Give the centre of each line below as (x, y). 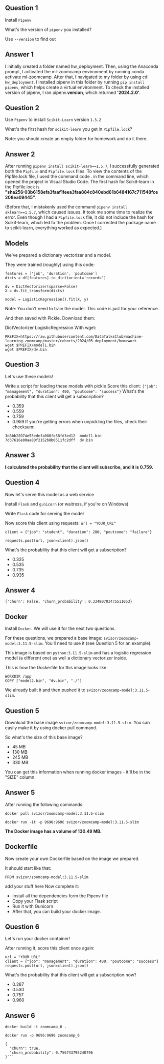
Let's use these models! (29, 376)
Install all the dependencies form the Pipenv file (60, 896)
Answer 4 (20, 590)
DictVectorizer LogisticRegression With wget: (51, 328)
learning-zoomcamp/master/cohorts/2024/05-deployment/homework (71, 341)
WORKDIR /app (18, 677)
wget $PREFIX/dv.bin (26, 350)
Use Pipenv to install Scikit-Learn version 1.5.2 (53, 119)
